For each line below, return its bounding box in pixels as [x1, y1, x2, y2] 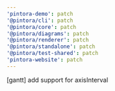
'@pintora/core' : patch [6, 23, 77, 30]
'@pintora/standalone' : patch [6, 43, 96, 50]
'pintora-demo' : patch [6, 10, 73, 18]
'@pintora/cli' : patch [6, 17, 73, 24]
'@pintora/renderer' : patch [6, 37, 90, 44]
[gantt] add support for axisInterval [6, 75, 109, 84]
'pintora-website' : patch [6, 56, 83, 63]
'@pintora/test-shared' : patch [6, 50, 99, 57]
